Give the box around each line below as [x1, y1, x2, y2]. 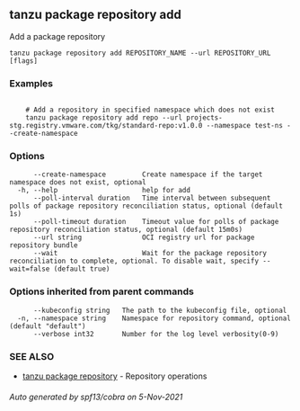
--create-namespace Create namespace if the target [32, 170, 263, 179]
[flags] [9, 56, 39, 66]
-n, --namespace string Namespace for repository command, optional [17, 314, 292, 323]
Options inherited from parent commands [9, 285, 195, 298]
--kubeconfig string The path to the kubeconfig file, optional [32, 306, 287, 315]
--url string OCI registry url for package [32, 233, 255, 242]
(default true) [53, 264, 110, 273]
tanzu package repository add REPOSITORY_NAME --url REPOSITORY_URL [9, 49, 271, 58]
